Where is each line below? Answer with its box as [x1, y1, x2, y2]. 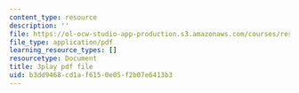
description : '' [9, 21, 69, 30]
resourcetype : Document [9, 54, 98, 63]
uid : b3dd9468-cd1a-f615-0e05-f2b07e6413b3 [9, 71, 174, 80]
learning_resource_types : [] [9, 46, 117, 55]
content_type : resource [9, 12, 98, 22]
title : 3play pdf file [9, 63, 93, 72]
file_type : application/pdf [9, 37, 114, 47]
